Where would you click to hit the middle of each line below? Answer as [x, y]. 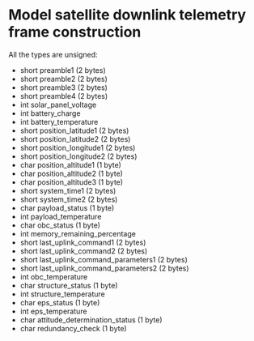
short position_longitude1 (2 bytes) [78, 147]
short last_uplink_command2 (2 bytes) [84, 251]
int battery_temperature [59, 121]
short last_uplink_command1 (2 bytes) [83, 242]
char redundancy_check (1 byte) [73, 328]
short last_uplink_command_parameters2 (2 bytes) [104, 268]
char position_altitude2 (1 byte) [72, 173]
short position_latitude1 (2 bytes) [74, 130]
